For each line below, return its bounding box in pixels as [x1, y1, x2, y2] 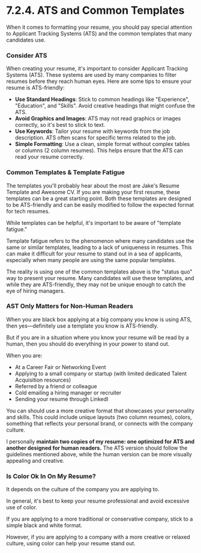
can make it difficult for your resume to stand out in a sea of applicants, [6, 250, 183, 257]
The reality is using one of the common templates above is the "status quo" [6, 268, 193, 275]
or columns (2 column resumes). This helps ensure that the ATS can [14, 147, 184, 154]
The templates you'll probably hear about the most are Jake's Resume [6, 182, 180, 189]
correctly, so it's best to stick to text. [14, 121, 106, 129]
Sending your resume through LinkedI [14, 395, 109, 403]
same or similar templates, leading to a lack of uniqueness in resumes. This [6, 243, 192, 251]
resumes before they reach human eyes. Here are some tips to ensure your [6, 78, 192, 85]
